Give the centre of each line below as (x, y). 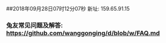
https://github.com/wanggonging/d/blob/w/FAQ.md (83, 33)
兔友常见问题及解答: (35, 25)
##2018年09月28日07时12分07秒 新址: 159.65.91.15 (68, 9)
